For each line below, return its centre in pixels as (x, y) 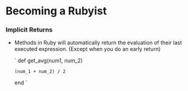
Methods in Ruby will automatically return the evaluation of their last (98, 43)
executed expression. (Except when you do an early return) (87, 49)
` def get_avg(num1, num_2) (48, 60)
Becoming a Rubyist (56, 11)
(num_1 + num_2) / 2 (40, 72)
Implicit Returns (29, 30)
